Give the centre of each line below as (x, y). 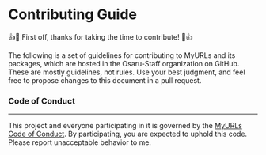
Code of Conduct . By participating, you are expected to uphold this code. (128, 134)
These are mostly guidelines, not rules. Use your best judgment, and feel (127, 72)
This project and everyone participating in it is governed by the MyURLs (125, 126)
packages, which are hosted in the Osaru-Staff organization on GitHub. (124, 63)
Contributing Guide (72, 15)
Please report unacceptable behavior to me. (80, 142)
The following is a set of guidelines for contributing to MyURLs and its (122, 55)
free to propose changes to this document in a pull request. (105, 80)
